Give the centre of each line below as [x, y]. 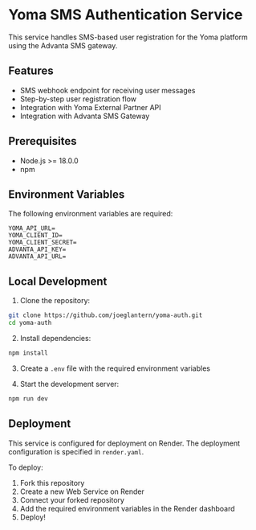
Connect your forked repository [72, 499]
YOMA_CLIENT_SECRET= [43, 243]
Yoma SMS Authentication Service [126, 15]
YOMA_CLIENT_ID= [35, 236]
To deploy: [26, 467]
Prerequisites [43, 141]
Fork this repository [52, 483]
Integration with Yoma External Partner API [91, 107]
